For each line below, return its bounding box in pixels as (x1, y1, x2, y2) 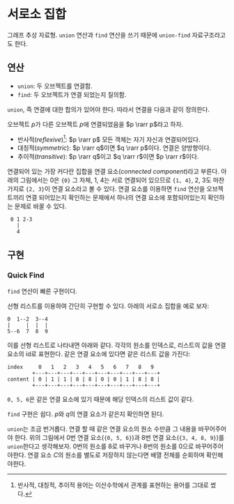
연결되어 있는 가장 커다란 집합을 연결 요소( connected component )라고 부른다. (7, 167, 219, 176)
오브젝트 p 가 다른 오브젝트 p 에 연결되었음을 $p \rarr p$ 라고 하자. (7, 120, 184, 128)
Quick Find (7, 270, 45, 280)
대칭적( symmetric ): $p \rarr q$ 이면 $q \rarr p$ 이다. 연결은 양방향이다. (17, 144, 212, 152)
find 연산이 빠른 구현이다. (7, 287, 78, 296)
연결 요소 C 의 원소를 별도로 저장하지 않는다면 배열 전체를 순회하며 (27, 451, 205, 459)
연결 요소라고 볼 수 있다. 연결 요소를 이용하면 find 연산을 (52, 185, 205, 193)
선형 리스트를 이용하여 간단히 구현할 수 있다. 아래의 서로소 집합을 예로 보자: (7, 302, 210, 310)
